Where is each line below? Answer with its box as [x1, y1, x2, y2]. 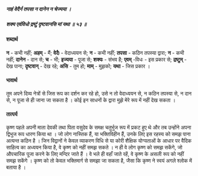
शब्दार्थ [6, 36, 18, 43]
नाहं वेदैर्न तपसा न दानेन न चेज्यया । [6, 5, 72, 12]
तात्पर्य [6, 110, 18, 118]
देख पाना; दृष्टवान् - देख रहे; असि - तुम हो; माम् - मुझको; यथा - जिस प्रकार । [6, 63, 151, 70]
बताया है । [6, 164, 27, 171]
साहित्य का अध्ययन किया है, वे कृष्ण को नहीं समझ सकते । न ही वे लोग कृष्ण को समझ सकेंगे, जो [6, 144, 183, 151]
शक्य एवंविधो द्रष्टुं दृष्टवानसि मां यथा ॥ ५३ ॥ [6, 20, 87, 27]
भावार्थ [6, 76, 18, 83]
